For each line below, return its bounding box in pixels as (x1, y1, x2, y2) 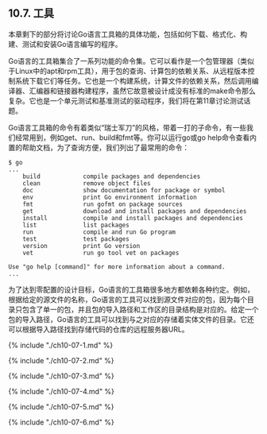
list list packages (22, 221, 130, 229)
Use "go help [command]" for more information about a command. (8, 262, 226, 271)
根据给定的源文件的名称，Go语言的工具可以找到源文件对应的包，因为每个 (8, 294, 248, 304)
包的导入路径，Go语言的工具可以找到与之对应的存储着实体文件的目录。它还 (8, 314, 254, 324)
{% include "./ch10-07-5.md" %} (8, 401, 114, 411)
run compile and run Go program (22, 228, 176, 236)
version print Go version (22, 242, 141, 250)
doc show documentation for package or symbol (22, 186, 226, 194)
